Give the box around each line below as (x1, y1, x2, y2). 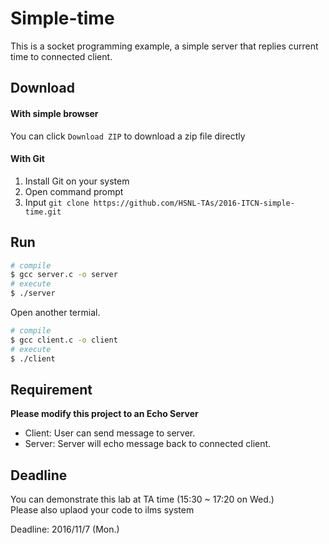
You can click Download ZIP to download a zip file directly (10, 130, 246, 142)
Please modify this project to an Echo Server (10, 408, 199, 420)
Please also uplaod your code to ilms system (10, 504, 195, 516)
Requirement (10, 381, 93, 398)
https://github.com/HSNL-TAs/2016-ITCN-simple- (93, 198, 295, 208)
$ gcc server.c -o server (10, 270, 118, 280)
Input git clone (24, 196, 90, 208)
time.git (24, 207, 62, 217)
